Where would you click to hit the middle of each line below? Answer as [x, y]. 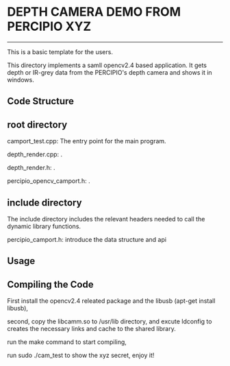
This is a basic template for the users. [60, 51]
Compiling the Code [50, 284]
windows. [21, 80]
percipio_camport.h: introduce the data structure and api [87, 239]
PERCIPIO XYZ [49, 26]
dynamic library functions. [44, 226]
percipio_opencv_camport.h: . [49, 181]
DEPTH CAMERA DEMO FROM [94, 12]
